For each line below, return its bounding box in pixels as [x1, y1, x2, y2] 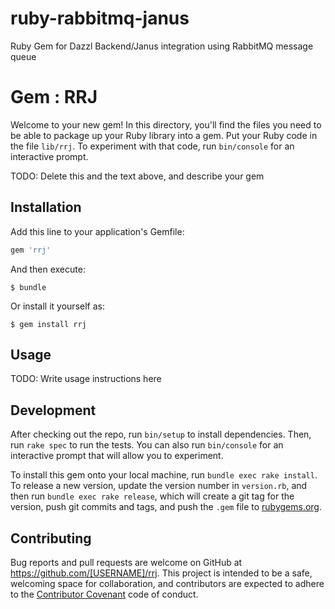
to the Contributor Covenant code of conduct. [10, 588, 199, 600]
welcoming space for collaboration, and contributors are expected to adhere [10, 578, 325, 589]
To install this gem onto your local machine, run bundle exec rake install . [10, 469, 318, 481]
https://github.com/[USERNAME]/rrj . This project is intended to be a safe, [10, 567, 313, 579]
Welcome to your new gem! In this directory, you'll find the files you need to [10, 118, 322, 131]
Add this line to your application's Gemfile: [10, 225, 185, 237]
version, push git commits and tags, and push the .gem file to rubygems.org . [10, 501, 323, 513]
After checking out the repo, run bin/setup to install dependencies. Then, [10, 428, 312, 441]
